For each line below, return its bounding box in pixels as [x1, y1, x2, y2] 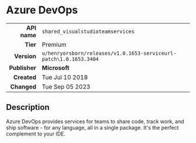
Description [6, 102, 50, 112]
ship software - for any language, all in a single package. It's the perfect [6, 124, 179, 131]
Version [14, 52, 37, 60]
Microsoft [41, 63, 70, 71]
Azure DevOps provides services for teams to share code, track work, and [6, 117, 184, 125]
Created [13, 73, 37, 81]
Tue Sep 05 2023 [41, 83, 90, 91]
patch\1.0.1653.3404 [41, 56, 99, 62]
